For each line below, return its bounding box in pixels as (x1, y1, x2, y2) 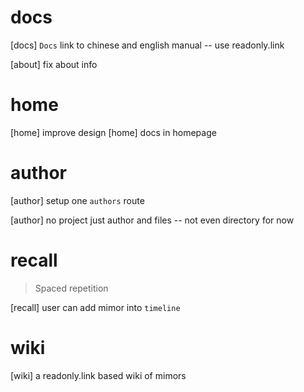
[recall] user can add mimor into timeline (10, 301, 181, 313)
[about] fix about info (10, 58, 98, 70)
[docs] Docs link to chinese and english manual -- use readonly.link (10, 39, 285, 51)
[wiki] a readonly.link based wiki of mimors (10, 369, 187, 381)
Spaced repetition (34, 282, 109, 294)
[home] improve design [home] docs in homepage (10, 126, 217, 138)
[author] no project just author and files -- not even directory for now (10, 214, 295, 226)
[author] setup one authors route (10, 194, 145, 206)
